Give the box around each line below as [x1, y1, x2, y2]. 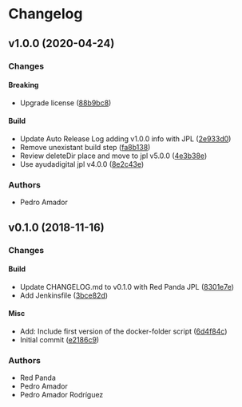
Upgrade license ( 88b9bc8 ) [19, 97, 112, 108]
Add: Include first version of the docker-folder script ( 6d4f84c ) [19, 326, 228, 336]
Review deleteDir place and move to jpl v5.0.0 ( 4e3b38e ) [19, 151, 208, 160]
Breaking [8, 81, 39, 90]
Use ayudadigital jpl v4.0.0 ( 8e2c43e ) [19, 159, 145, 168]
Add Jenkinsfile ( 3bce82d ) [19, 290, 109, 300]
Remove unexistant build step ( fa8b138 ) [19, 142, 151, 152]
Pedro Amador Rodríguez [19, 390, 104, 400]
